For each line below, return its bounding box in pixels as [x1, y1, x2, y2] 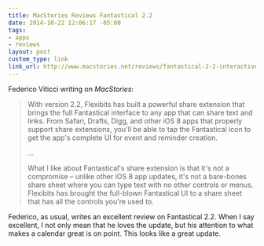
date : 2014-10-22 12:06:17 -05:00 [8, 19, 122, 27]
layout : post [8, 48, 51, 56]
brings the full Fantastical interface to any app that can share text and [27, 108, 253, 117]
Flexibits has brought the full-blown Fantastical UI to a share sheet [27, 188, 242, 197]
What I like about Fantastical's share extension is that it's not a [27, 163, 229, 173]
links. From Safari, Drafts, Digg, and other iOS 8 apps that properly [27, 116, 243, 126]
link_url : [8, 63, 41, 71]
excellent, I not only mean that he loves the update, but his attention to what [8, 220, 254, 229]
